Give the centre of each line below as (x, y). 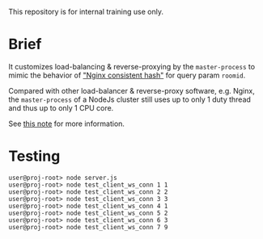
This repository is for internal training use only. (86, 12)
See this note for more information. (67, 124)
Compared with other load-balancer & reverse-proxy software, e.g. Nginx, (131, 90)
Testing (34, 156)
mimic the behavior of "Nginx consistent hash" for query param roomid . (127, 75)
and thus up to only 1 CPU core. (61, 107)
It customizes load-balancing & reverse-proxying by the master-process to (132, 66)
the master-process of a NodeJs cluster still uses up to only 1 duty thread (129, 99)
